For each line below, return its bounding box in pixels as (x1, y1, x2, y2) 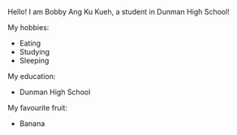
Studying (19, 47, 50, 56)
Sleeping (19, 56, 50, 65)
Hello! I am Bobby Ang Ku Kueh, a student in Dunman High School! (7, 7, 231, 16)
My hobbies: (7, 23, 50, 32)
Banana (19, 119, 45, 128)
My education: (7, 72, 56, 81)
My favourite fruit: (7, 103, 68, 112)
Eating (19, 38, 41, 48)
